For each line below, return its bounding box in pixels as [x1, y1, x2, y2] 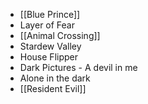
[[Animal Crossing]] [19, 30, 101, 41]
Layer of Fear [19, 19, 75, 31]
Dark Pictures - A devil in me [19, 62, 138, 73]
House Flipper [19, 51, 78, 63]
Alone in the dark [19, 72, 91, 84]
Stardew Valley [19, 40, 82, 52]
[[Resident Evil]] [19, 83, 87, 94]
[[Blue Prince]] [19, 9, 81, 20]
